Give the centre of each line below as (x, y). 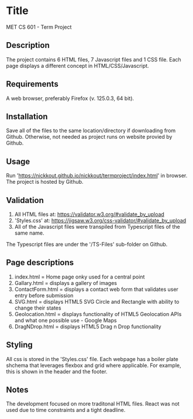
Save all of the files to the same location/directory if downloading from (91, 130)
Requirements (32, 84)
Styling (20, 345)
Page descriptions (40, 262)
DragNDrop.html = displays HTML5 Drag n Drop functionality (88, 327)
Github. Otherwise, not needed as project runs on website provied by (89, 137)
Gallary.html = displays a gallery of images (66, 283)
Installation (27, 116)
